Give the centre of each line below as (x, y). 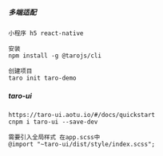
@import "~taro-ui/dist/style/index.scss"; (82, 144)
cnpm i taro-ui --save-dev (53, 122)
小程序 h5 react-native (46, 33)
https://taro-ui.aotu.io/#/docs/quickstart (82, 115)
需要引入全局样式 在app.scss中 (54, 137)
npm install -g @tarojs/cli (55, 56)
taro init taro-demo (43, 78)
